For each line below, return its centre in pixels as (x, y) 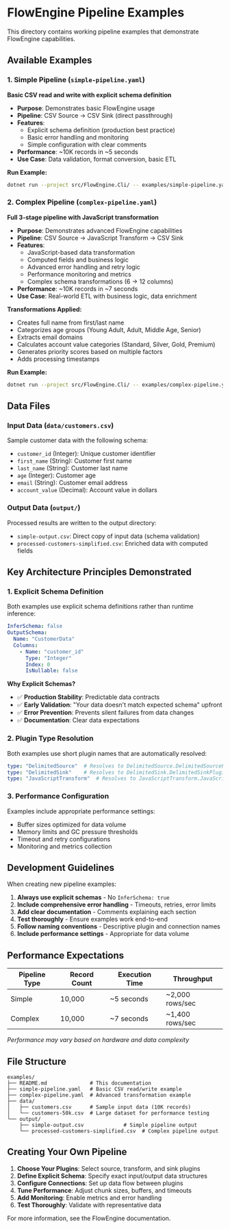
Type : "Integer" (48, 658)
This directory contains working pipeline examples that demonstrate (103, 31)
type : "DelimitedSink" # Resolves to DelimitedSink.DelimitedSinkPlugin (117, 772)
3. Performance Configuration (58, 796)
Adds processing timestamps (58, 359)
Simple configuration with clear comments (87, 144)
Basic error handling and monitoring (78, 137)
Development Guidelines (61, 867)
